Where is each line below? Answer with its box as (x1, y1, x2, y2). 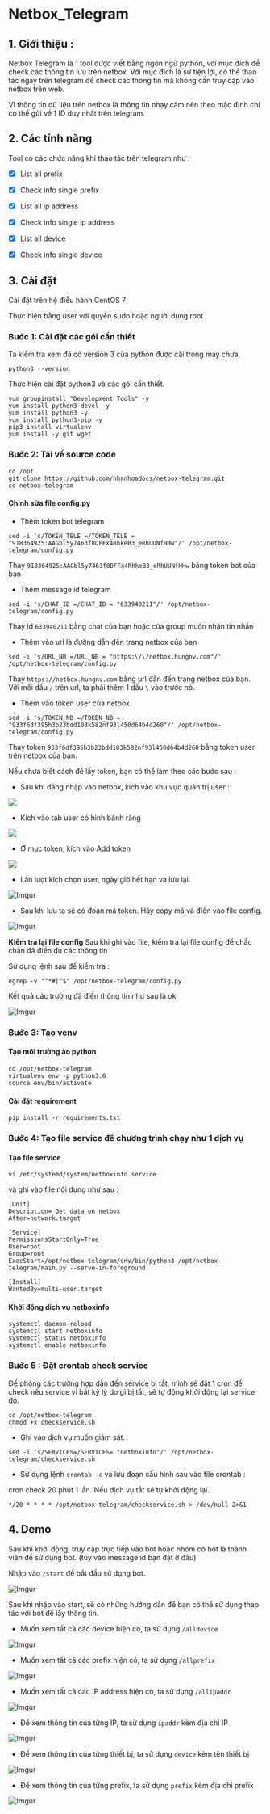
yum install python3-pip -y (8, 416, 103, 424)
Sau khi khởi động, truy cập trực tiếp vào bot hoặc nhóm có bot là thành (8, 1544, 247, 1554)
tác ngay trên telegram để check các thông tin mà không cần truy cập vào (8, 76, 255, 85)
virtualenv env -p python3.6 (8, 1071, 106, 1080)
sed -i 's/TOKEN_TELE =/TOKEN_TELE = (8, 532, 135, 540)
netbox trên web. (8, 84, 65, 94)
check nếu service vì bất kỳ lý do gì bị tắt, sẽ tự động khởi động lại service (8, 1387, 255, 1396)
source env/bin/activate (8, 1079, 92, 1087)
